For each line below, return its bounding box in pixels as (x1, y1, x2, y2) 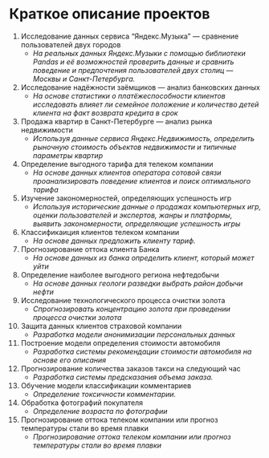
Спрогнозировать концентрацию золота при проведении (32, 304, 231, 314)
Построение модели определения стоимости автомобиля (20, 338, 221, 347)
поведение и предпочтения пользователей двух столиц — (32, 65, 234, 75)
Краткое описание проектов (9, 5, 210, 23)
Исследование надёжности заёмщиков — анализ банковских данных (20, 82, 260, 92)
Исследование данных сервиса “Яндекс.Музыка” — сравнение (20, 31, 239, 41)
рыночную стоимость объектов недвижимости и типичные (32, 142, 237, 152)
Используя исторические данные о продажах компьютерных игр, (32, 201, 262, 211)
